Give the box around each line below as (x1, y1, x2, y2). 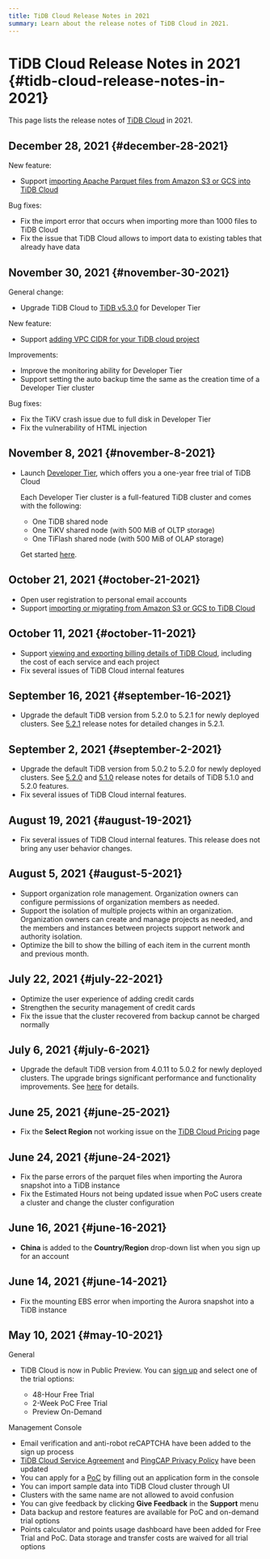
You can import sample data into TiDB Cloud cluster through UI (19, 1481, 230, 1492)
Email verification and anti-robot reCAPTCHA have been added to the (19, 1438, 251, 1448)
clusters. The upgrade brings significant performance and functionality (19, 1073, 257, 1083)
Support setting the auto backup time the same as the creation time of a (19, 375, 260, 384)
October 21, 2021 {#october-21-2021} (8, 573, 200, 587)
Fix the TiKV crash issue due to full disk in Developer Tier (19, 414, 212, 424)
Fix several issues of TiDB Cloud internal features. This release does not (19, 834, 260, 844)
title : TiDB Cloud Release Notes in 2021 (8, 11, 150, 20)
